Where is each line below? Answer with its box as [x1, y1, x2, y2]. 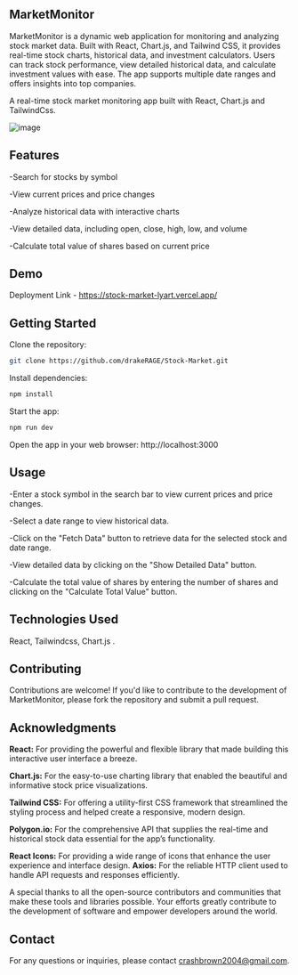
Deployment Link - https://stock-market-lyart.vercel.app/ [9, 289, 218, 301]
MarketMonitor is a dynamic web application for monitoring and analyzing [9, 30, 279, 41]
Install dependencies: [9, 373, 88, 384]
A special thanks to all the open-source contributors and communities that [9, 887, 282, 898]
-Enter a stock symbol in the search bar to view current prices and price [9, 489, 273, 500]
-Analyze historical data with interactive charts [9, 206, 180, 216]
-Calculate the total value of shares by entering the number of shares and [9, 576, 278, 587]
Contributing [9, 661, 82, 676]
